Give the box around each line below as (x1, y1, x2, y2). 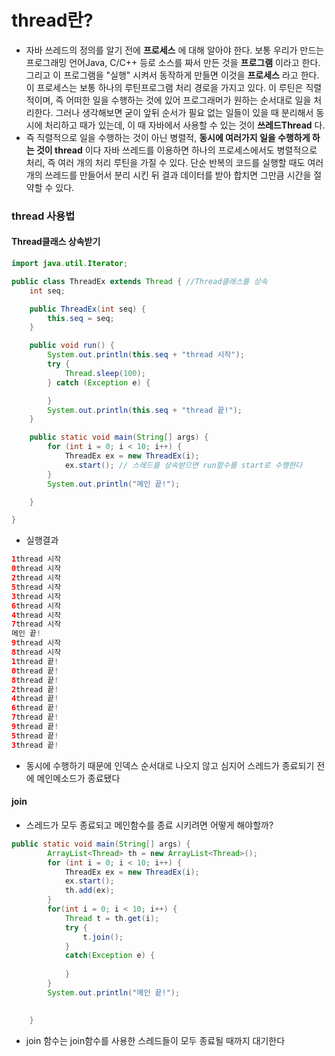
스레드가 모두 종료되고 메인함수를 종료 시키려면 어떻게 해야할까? (25, 819, 274, 831)
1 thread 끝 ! (11, 656, 59, 666)
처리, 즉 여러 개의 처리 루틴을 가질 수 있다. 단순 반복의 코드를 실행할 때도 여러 (25, 156, 324, 168)
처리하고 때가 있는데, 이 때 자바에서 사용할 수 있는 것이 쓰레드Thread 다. (44, 119, 326, 131)
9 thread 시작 (11, 638, 62, 648)
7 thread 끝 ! (11, 712, 59, 723)
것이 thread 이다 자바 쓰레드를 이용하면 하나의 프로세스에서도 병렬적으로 (35, 144, 318, 156)
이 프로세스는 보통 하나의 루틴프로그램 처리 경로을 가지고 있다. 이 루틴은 (25, 81, 304, 93)
